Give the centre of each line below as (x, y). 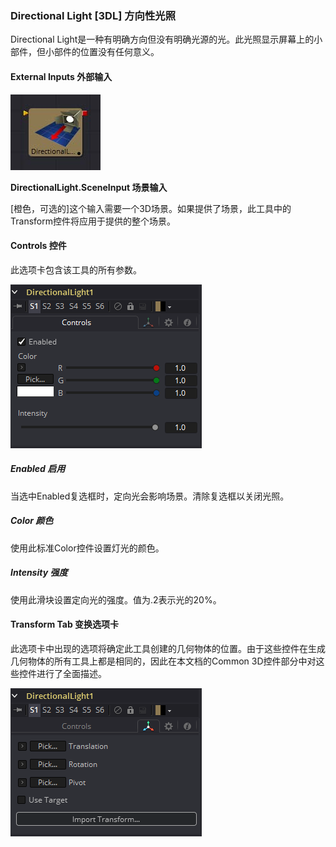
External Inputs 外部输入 (61, 76)
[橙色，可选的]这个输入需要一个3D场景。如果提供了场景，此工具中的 (151, 208)
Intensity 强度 (39, 573)
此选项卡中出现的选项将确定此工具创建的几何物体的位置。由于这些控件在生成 (168, 648)
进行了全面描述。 (71, 673)
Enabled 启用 (38, 469)
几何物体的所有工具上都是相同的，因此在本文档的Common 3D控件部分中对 (163, 661)
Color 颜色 (32, 521)
